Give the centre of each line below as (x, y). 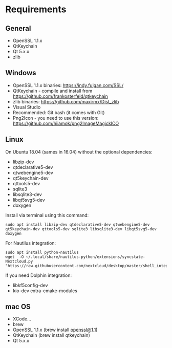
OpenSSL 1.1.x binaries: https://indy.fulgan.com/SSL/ (68, 85)
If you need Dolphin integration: (39, 275)
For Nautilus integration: (31, 243)
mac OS (18, 307)
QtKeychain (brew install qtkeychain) (51, 335)
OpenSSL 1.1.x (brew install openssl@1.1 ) (55, 330)
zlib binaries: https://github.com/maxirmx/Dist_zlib (66, 101)
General (18, 28)
